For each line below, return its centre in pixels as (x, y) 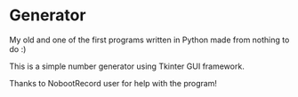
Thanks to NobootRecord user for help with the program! (113, 83)
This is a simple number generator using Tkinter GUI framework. (127, 66)
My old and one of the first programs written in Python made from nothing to (149, 40)
